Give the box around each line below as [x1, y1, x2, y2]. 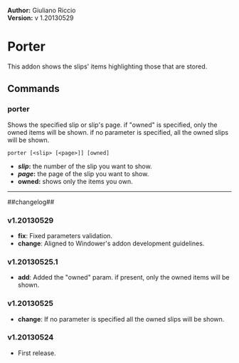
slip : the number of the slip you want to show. [17, 162, 152, 170]
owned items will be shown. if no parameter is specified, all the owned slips [7, 128, 229, 136]
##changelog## [7, 198, 55, 206]
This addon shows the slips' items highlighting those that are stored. [7, 62, 208, 71]
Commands [7, 83, 60, 95]
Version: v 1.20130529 [7, 14, 74, 22]
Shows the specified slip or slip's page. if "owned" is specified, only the [7, 121, 218, 129]
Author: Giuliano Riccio [7, 6, 76, 14]
